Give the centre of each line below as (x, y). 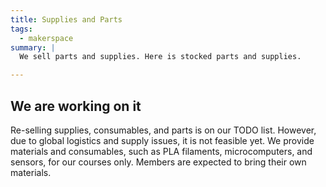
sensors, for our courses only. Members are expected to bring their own (158, 162)
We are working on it (76, 106)
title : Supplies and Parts (66, 19)
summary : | (33, 47)
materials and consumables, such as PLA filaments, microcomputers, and (161, 151)
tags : (21, 29)
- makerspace (46, 38)
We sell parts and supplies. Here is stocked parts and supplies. (160, 57)
